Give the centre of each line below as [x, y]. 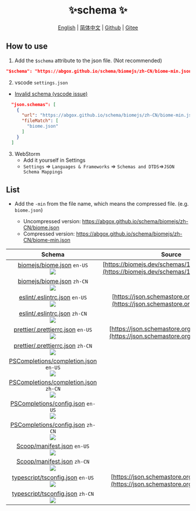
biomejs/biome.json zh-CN [53, 281]
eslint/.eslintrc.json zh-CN [53, 314]
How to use [27, 47]
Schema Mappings [43, 172]
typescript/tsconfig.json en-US [53, 478]
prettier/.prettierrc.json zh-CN [53, 346]
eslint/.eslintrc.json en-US [53, 298]
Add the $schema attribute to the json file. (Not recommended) [88, 60]
